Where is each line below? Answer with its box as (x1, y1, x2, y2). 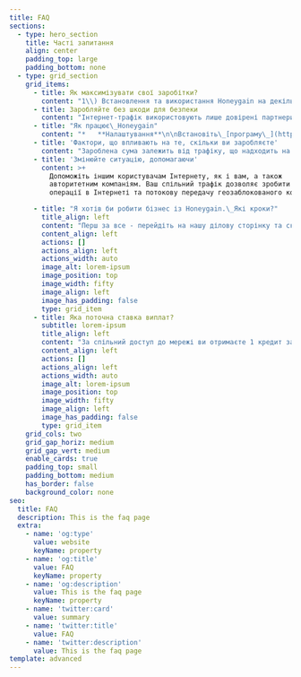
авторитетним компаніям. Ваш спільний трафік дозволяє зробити (48, 180, 291, 189)
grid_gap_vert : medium (25, 446, 110, 456)
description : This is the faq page (17, 513, 150, 522)
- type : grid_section (17, 72, 99, 81)
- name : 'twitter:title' (25, 621, 118, 630)
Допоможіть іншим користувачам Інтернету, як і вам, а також (48, 171, 282, 180)
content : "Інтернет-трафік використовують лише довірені (41, 113, 258, 122)
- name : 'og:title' (25, 554, 99, 563)
